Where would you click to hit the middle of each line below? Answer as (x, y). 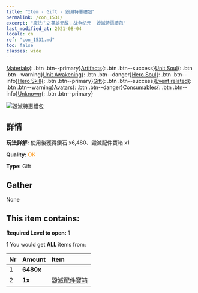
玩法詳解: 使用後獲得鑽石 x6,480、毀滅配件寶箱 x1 (68, 143)
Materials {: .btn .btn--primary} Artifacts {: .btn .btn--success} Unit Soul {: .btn (100, 68)
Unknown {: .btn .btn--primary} (55, 93)
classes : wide (24, 51)
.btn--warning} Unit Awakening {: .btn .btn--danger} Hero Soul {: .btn (89, 74)
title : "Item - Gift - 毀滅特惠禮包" (51, 12)
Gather (19, 185)
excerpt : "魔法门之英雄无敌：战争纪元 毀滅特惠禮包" (66, 23)
